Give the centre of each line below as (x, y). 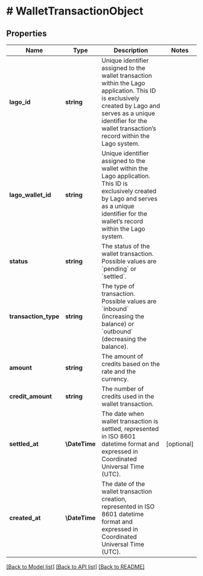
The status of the (126, 246)
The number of (123, 389)
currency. (115, 379)
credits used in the (128, 396)
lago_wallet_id (30, 195)
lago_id (20, 102)
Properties (27, 34)
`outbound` (118, 331)
